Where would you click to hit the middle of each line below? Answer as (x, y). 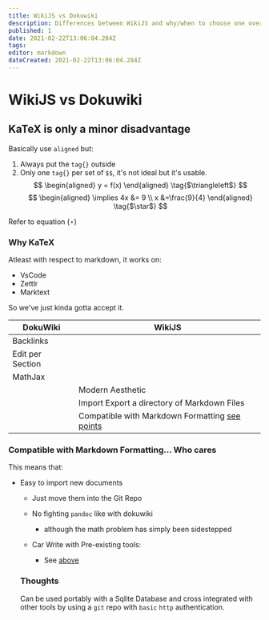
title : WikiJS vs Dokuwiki (53, 16)
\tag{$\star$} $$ (141, 206)
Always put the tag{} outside (68, 164)
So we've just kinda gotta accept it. (66, 308)
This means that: (36, 467)
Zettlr (29, 284)
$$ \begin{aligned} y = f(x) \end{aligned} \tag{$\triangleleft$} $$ (141, 185)
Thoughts (39, 581)
